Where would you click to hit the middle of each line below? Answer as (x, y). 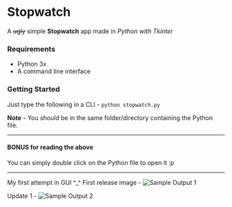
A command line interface (54, 71)
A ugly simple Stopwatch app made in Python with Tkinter (90, 31)
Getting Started (33, 89)
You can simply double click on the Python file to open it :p (91, 162)
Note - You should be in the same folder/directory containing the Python (110, 117)
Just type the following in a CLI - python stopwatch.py (84, 104)
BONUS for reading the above (50, 147)
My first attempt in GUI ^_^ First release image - (74, 182)
